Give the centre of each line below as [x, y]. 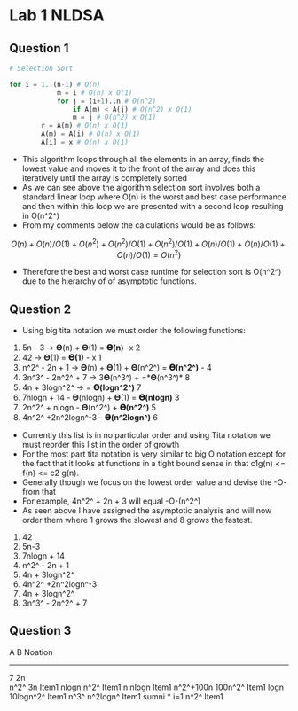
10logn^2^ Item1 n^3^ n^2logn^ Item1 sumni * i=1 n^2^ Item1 [116, 696]
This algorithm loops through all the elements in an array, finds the [143, 159]
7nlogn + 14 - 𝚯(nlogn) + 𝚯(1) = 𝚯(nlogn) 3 [101, 397]
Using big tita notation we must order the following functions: [134, 330]
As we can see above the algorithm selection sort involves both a [141, 187]
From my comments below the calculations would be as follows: [139, 225]
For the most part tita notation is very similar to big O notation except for [154, 454]
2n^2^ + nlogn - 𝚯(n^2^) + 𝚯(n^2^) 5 [89, 407]
